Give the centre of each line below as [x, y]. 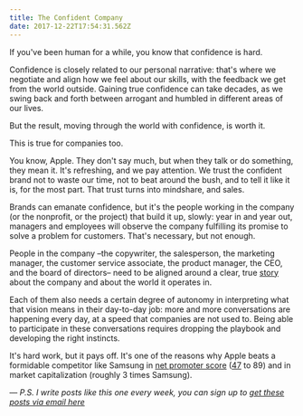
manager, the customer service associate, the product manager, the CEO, [146, 262]
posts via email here [47, 402]
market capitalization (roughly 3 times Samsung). [101, 374]
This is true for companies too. [66, 143]
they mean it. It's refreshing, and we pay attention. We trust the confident [146, 170]
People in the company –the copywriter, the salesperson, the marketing [142, 253]
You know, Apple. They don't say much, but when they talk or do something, [151, 160]
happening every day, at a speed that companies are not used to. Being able [151, 318]
